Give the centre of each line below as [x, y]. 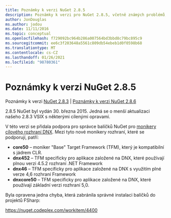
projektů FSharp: [23, 200]
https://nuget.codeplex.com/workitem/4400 [51, 210]
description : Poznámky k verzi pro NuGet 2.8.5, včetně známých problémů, [86, 15]
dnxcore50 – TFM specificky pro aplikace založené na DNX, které [82, 180]
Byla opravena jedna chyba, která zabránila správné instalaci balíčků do [80, 195]
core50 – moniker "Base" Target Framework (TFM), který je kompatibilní [88, 147]
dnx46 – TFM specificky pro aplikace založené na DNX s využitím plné [87, 169]
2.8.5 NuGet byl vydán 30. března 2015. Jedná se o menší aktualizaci [78, 111]
